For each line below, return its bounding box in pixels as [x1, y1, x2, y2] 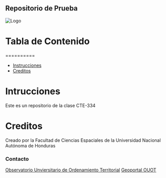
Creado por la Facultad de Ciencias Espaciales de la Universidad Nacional [5, 137, 161, 143]
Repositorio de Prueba [5, 4, 78, 13]
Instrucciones [12, 62, 42, 68]
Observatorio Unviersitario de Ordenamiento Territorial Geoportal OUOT [5, 167, 157, 173]
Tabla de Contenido [5, 36, 90, 47]
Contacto [5, 155, 29, 162]
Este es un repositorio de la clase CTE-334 [5, 102, 96, 109]
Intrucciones [5, 85, 60, 97]
